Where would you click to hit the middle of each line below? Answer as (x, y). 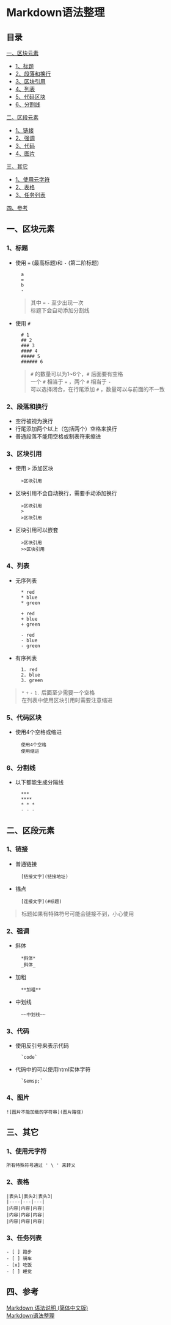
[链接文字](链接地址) (45, 877)
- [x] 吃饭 (19, 1265)
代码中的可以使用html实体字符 (53, 1070)
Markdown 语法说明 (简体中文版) (47, 1308)
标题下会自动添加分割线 (60, 310)
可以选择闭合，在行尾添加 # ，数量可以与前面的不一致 (97, 389)
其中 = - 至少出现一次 (57, 302)
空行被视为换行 (34, 421)
